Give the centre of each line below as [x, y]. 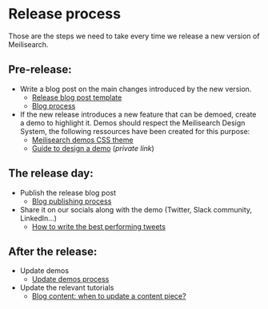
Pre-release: [40, 70]
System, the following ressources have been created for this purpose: [135, 131]
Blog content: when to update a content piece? [109, 296]
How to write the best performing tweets [99, 226]
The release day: [51, 174]
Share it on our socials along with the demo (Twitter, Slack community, [136, 209]
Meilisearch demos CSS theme [82, 140]
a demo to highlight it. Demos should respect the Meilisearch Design [132, 123]
